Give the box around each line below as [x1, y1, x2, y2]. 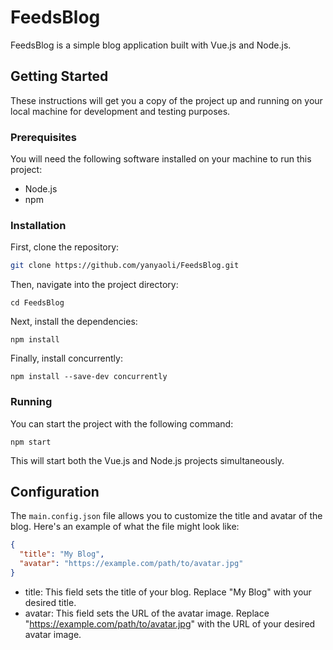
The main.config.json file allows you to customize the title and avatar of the [10, 510, 323, 522]
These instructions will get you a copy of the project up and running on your [10, 94, 323, 106]
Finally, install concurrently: [10, 352, 123, 365]
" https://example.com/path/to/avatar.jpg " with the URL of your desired [24, 617, 316, 630]
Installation [10, 218, 67, 232]
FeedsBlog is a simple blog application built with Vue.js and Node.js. [10, 39, 292, 51]
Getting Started [10, 68, 109, 85]
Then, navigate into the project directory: [10, 279, 179, 291]
